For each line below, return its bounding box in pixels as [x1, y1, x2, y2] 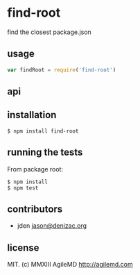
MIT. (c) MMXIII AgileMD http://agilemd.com [7, 260, 133, 269]
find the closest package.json [7, 28, 91, 36]
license [7, 242, 40, 253]
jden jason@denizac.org [17, 222, 87, 230]
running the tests [7, 147, 83, 158]
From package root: [7, 165, 64, 173]
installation [7, 109, 57, 121]
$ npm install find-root [7, 127, 79, 135]
